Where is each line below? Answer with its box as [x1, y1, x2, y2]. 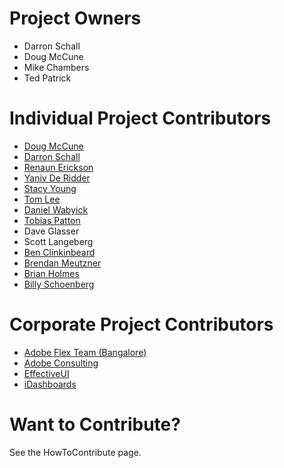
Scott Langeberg [23, 235, 94, 247]
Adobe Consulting [23, 357, 99, 369]
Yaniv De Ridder [23, 172, 91, 184]
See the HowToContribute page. [9, 446, 142, 458]
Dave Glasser [23, 225, 80, 237]
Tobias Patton [23, 214, 81, 226]
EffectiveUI [23, 367, 70, 379]
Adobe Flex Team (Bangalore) [23, 346, 147, 358]
